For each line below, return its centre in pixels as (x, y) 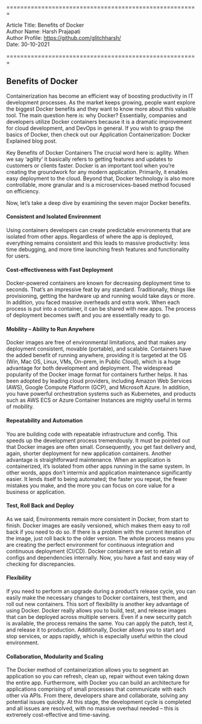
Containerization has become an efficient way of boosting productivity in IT (100, 96)
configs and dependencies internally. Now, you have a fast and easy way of (100, 557)
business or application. (36, 492)
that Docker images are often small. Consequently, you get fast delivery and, (101, 447)
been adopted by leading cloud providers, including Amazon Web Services (99, 381)
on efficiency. (23, 191)
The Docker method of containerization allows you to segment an (87, 670)
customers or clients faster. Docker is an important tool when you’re (90, 165)
